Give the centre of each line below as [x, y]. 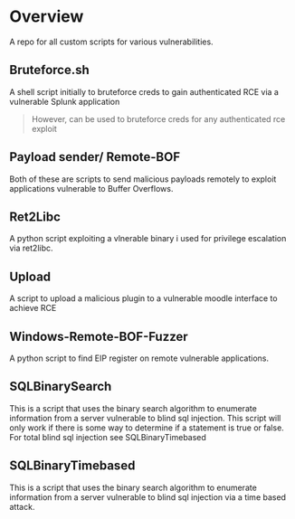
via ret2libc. [31, 248]
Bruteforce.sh [50, 70]
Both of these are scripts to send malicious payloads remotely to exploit [143, 179]
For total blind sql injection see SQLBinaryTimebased [108, 437]
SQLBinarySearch [61, 387]
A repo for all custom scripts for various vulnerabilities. [112, 42]
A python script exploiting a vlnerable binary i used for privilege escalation [148, 239]
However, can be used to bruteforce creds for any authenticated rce [158, 118]
